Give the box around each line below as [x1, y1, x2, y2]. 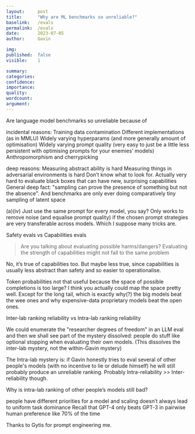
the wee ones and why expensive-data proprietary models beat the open [6, 296, 182, 303]
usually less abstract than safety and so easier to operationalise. [6, 266, 162, 273]
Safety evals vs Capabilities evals [6, 231, 87, 238]
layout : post [6, 8, 49, 15]
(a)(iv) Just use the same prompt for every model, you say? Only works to [6, 207, 184, 215]
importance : [6, 85, 35, 91]
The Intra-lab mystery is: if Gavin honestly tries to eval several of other [6, 356, 176, 363]
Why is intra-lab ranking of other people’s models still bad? [6, 386, 148, 393]
